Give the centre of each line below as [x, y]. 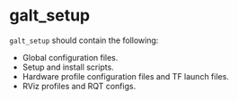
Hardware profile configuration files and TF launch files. [125, 76]
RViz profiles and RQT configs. [79, 86]
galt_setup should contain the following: [84, 40]
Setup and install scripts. [68, 67]
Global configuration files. [70, 57]
